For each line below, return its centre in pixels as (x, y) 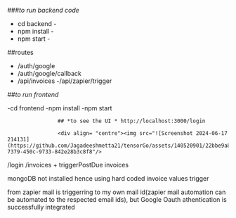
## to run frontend (33, 95)
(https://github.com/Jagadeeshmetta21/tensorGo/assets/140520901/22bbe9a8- (120, 146)
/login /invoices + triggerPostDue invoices (68, 165)
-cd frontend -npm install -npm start (60, 108)
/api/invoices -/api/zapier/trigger (65, 81)
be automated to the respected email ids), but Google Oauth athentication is (117, 199)
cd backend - (37, 24)
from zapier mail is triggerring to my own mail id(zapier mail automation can (117, 192)
